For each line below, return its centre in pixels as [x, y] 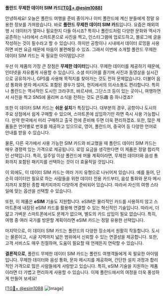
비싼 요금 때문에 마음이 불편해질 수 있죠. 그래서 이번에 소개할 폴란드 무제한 [85, 49]
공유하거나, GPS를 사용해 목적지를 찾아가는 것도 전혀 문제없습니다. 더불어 [85, 78]
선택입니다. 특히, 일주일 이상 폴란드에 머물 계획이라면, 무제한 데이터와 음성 [82, 155]
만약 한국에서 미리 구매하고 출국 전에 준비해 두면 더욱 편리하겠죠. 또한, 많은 [83, 120]
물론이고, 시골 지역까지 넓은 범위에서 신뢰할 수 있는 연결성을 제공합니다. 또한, [84, 237]
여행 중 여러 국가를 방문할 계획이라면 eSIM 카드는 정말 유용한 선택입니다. [75, 220]
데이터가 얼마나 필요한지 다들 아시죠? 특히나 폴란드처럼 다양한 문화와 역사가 [88, 31]
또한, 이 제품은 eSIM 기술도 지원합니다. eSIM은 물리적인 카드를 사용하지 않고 [79, 201]
